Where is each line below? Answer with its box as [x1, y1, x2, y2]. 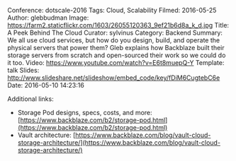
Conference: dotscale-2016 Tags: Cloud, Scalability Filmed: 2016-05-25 [7, 6, 217, 14]
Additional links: [7, 95, 55, 103]
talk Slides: [7, 66, 40, 74]
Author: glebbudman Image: [7, 13, 89, 22]
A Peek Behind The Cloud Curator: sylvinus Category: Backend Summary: [7, 28, 223, 37]
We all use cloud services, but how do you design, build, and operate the [7, 36, 220, 44]
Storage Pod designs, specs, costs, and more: [17, 109, 152, 117]
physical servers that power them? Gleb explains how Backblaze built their [7, 44, 225, 52]
